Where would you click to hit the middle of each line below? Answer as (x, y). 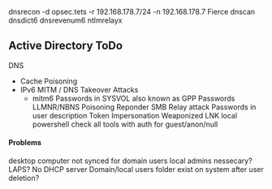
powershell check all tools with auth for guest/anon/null (125, 124)
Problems (25, 143)
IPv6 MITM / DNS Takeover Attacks (79, 89)
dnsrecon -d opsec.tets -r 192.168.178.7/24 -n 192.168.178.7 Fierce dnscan (132, 12)
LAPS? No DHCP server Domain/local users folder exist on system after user (136, 170)
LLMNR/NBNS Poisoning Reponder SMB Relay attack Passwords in (144, 107)
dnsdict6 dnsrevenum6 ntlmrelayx (66, 20)
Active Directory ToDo (66, 46)
